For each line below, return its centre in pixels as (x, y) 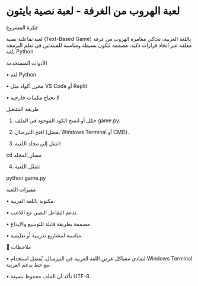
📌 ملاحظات (19, 247)
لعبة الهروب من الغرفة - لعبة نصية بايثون (93, 11)
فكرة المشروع (22, 27)
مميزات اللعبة (21, 189)
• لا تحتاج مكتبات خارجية (33, 97)
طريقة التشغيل (23, 109)
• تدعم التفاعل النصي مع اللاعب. (42, 212)
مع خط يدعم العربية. (28, 265)
